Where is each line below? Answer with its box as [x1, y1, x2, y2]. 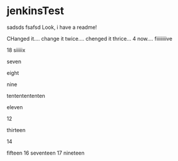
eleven [6, 103, 23, 110]
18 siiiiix [6, 46, 26, 54]
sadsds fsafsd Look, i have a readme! [6, 24, 98, 31]
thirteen [6, 126, 26, 133]
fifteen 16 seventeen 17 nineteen [6, 149, 85, 156]
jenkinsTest [6, 4, 64, 18]
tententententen [6, 92, 46, 99]
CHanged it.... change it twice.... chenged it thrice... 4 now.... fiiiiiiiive [6, 35, 173, 42]
